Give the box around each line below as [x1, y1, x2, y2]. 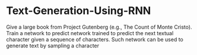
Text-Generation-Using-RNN [6, 4, 151, 18]
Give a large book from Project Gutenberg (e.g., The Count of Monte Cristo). [6, 23, 192, 30]
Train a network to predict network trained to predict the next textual [6, 29, 174, 36]
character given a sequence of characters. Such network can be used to [6, 36, 184, 43]
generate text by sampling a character [6, 42, 100, 49]
